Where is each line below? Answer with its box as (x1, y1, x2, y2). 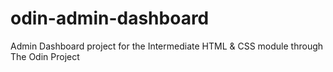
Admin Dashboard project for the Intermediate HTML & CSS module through (10, 40, 324, 52)
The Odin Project (10, 50, 80, 62)
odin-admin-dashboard (10, 7, 210, 30)
